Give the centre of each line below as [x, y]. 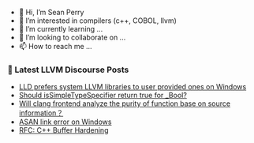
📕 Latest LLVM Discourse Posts [68, 70]
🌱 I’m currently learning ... [61, 29]
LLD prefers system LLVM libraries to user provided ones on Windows [133, 87]
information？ [41, 113]
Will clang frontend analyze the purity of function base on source [124, 103]
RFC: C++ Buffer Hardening [64, 130]
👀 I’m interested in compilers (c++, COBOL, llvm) [97, 21]
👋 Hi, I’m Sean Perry [51, 12]
